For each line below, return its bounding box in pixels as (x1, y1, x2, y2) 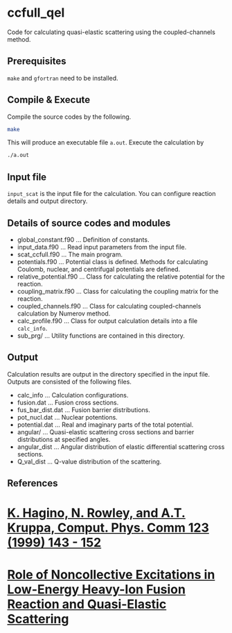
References (7, 477, 58, 489)
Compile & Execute (7, 94, 91, 106)
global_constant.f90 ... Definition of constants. (17, 235, 150, 244)
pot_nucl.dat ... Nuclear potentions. (17, 413, 118, 421)
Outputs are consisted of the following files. (7, 377, 132, 386)
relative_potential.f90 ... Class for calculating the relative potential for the (17, 272, 225, 281)
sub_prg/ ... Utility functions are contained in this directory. (17, 331, 186, 340)
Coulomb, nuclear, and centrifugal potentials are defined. (17, 265, 181, 273)
